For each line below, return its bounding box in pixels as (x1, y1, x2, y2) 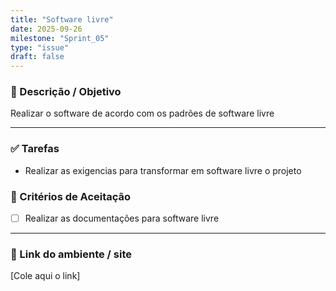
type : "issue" (10, 42, 70, 53)
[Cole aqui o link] (10, 270, 81, 282)
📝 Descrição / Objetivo (10, 85, 122, 99)
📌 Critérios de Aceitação (10, 189, 132, 203)
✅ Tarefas (10, 142, 60, 156)
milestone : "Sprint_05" (10, 33, 110, 43)
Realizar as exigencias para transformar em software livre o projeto (24, 164, 302, 176)
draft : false (10, 52, 65, 62)
